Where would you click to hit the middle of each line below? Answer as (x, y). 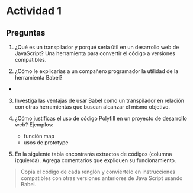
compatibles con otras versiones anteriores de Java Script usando (102, 178)
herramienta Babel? (38, 77)
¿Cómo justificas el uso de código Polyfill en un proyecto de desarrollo (101, 118)
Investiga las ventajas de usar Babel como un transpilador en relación (99, 100)
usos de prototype (46, 143)
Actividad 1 (34, 11)
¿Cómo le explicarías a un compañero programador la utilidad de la (96, 71)
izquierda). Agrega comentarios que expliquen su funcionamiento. (95, 160)
